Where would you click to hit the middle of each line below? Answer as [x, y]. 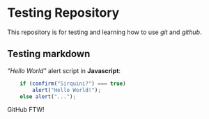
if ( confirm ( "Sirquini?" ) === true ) [73, 84]
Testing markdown [49, 54]
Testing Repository [63, 13]
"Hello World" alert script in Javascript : [64, 70]
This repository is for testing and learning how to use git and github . [104, 32]
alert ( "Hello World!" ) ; [67, 90]
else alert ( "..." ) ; [48, 96]
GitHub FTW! [26, 110]
